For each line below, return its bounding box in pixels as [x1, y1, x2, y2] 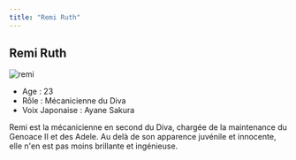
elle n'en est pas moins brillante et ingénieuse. [9, 141, 178, 151]
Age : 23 [21, 86, 54, 97]
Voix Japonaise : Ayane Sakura [21, 105, 135, 116]
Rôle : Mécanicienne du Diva [21, 95, 126, 106]
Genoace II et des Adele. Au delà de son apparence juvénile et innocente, [9, 132, 277, 142]
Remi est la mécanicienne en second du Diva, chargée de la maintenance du [9, 122, 287, 133]
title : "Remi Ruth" [9, 12, 81, 22]
